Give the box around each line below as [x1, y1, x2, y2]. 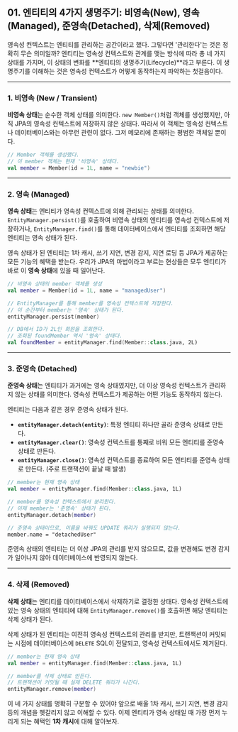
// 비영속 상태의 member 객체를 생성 [7, 280, 103, 288]
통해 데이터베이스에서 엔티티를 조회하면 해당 [104, 224, 226, 233]
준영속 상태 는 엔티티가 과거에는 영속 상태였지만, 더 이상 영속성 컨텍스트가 [7, 381, 208, 390]
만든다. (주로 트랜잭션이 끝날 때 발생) [25, 464, 126, 474]
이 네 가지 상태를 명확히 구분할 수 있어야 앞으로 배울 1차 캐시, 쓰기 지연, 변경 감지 [7, 699, 228, 708]
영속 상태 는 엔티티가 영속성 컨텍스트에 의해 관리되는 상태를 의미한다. [7, 207, 195, 215]
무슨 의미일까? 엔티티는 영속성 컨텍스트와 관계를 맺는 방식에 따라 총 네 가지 [20, 49, 226, 58]
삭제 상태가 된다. [7, 615, 53, 623]
